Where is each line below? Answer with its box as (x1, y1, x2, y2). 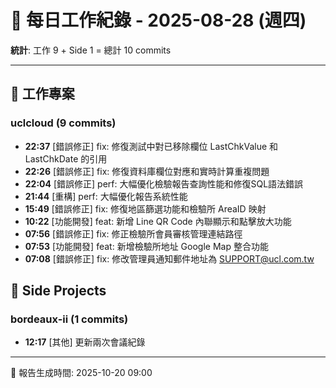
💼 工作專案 (10, 86, 75, 103)
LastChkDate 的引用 (24, 152, 108, 165)
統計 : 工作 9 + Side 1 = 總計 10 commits (10, 44, 172, 56)
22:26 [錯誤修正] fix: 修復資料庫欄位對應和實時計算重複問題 (24, 165, 270, 177)
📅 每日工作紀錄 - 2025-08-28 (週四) (10, 9, 307, 32)
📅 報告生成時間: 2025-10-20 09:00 (10, 367, 153, 379)
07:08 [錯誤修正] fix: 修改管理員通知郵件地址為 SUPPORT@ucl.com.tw (24, 252, 315, 265)
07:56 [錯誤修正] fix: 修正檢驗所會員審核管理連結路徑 (24, 227, 243, 240)
